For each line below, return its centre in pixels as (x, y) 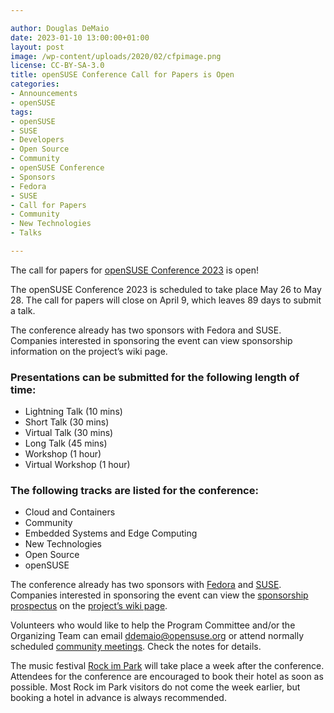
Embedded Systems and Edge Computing (111, 533)
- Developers (37, 140)
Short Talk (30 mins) (67, 422)
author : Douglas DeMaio (60, 28)
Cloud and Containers (70, 512)
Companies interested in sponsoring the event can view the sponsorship (159, 595)
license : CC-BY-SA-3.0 (57, 66)
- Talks (26, 233)
